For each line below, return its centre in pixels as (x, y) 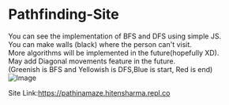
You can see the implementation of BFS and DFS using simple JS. (115, 36)
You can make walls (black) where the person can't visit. (100, 44)
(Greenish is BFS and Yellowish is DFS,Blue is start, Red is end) (111, 69)
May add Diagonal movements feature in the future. (92, 61)
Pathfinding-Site (64, 14)
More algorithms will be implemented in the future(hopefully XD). (114, 52)
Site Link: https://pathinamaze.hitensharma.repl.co (89, 92)
